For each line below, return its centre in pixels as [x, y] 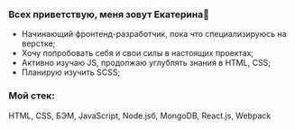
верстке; [38, 43]
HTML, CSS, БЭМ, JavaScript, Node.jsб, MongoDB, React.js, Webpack [140, 116]
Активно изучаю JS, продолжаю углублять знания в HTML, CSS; [146, 63]
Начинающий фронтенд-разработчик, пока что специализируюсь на [154, 34]
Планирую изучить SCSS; [71, 72]
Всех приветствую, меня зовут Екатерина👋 [109, 14]
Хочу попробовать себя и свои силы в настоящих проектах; [138, 53]
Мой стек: [32, 96]
